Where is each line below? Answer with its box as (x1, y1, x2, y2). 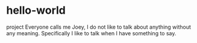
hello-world (6, 4, 66, 17)
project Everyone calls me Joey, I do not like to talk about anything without (6, 23, 192, 30)
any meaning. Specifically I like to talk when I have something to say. (6, 29, 177, 36)
